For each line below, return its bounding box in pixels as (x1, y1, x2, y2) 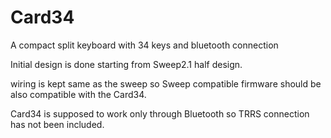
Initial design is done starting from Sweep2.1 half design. (10, 58, 243, 70)
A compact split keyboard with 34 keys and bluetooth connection (10, 39, 279, 51)
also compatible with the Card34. (10, 88, 147, 100)
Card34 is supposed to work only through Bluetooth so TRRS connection (10, 107, 310, 120)
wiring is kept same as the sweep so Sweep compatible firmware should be (10, 77, 322, 90)
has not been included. (10, 118, 105, 130)
